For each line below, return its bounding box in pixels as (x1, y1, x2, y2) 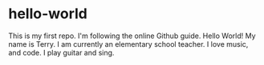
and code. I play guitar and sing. (8, 48, 115, 57)
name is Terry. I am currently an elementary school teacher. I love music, (8, 39, 249, 48)
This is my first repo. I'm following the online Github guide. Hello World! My (8, 31, 256, 40)
